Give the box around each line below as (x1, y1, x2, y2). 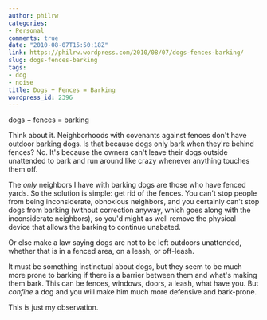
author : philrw (8, 11, 59, 20)
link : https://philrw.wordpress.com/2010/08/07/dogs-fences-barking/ (8, 49, 245, 57)
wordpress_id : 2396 (8, 93, 73, 101)
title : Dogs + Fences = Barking (8, 85, 116, 94)
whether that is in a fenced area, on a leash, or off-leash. (8, 247, 195, 256)
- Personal (8, 26, 45, 34)
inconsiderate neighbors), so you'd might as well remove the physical (8, 214, 237, 223)
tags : (8, 64, 26, 72)
